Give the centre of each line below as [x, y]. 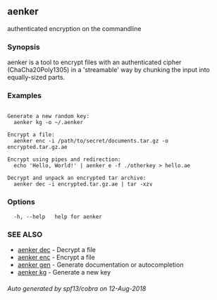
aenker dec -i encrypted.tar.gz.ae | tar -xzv [83, 184]
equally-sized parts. [36, 78]
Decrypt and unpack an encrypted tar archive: [77, 178]
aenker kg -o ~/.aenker [48, 123]
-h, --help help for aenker [58, 217]
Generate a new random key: [49, 116]
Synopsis [24, 47]
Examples [25, 96]
